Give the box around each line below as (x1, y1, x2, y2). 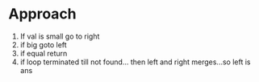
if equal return (19, 48, 68, 58)
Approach (8, 5, 77, 23)
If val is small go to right (19, 31, 100, 41)
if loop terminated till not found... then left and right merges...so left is (19, 57, 251, 67)
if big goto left (19, 39, 67, 49)
